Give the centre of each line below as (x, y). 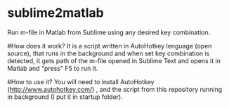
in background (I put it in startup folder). (65, 97)
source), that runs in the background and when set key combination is (109, 53)
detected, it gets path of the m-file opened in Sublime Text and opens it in (114, 60)
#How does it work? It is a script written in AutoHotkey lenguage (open (110, 46)
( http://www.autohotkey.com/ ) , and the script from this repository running (115, 89)
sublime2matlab (55, 13)
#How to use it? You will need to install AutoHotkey (81, 81)
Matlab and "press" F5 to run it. (53, 68)
